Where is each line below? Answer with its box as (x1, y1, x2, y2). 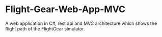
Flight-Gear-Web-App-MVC (5, 4, 126, 15)
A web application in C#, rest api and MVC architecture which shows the (5, 20, 157, 26)
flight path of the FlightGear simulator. (5, 25, 85, 31)
